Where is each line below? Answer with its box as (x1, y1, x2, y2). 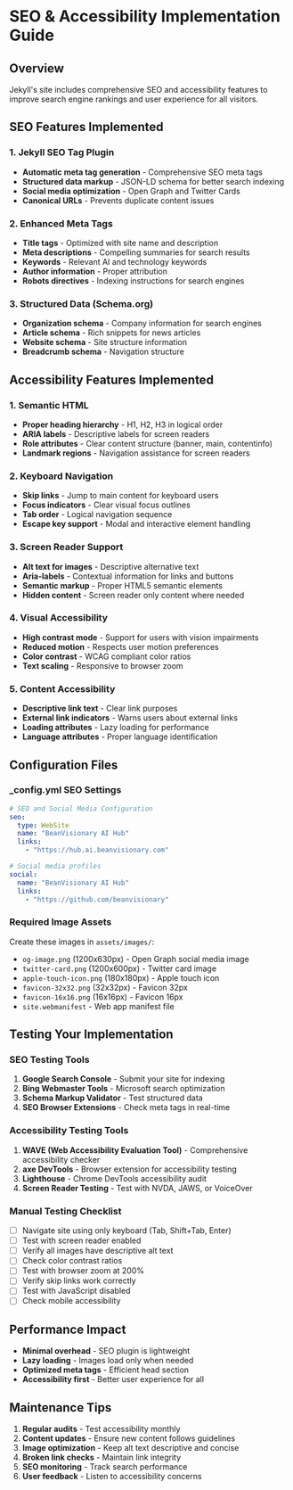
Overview (9, 61, 65, 76)
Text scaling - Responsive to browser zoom (21, 660, 184, 671)
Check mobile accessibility (21, 1296, 121, 1306)
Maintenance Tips (9, 1400, 112, 1415)
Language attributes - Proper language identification (21, 731, 218, 742)
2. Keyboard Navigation (9, 470, 114, 482)
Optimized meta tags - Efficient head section (21, 1364, 190, 1375)
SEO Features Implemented (9, 119, 164, 135)
